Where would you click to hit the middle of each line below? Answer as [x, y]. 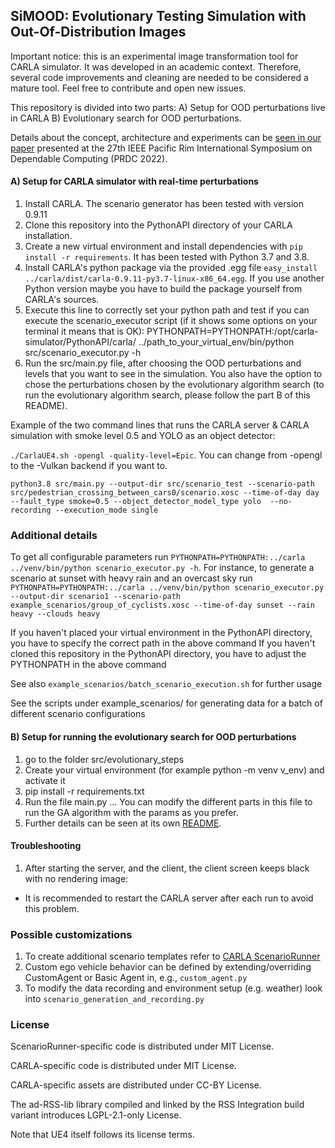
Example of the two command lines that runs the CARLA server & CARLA [160, 425]
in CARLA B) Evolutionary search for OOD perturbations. [126, 118]
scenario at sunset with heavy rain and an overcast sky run [131, 578]
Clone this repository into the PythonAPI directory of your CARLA [158, 225]
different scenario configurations [78, 714]
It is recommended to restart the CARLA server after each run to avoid [169, 898]
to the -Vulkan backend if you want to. [89, 466]
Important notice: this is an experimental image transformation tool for [154, 56]
